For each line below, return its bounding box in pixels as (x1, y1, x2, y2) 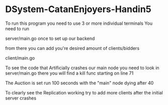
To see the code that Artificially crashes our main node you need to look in (5, 65, 159, 71)
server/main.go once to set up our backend (5, 35, 95, 41)
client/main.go (5, 55, 35, 61)
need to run (5, 25, 29, 31)
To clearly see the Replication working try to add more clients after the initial (5, 89, 163, 95)
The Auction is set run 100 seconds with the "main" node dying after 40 (5, 80, 154, 86)
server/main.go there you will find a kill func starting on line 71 (5, 70, 134, 76)
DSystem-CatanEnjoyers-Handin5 (5, 4, 152, 15)
